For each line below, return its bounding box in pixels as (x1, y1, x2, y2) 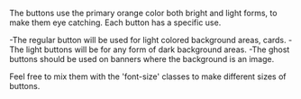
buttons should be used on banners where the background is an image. (9, 54, 275, 64)
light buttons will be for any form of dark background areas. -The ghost (25, 44, 290, 55)
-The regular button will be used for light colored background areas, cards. (9, 35, 287, 45)
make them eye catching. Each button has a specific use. (9, 17, 222, 28)
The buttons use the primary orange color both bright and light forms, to (9, 8, 278, 18)
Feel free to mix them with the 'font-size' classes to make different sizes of (9, 71, 287, 82)
